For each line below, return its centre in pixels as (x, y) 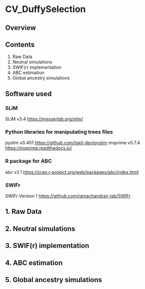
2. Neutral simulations (40, 229)
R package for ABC (29, 161)
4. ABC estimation (34, 263)
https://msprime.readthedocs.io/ (39, 148)
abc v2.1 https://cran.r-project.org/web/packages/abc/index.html (72, 172)
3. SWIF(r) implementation (47, 246)
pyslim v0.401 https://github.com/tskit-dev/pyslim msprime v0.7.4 (72, 143)
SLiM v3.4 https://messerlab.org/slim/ (44, 119)
